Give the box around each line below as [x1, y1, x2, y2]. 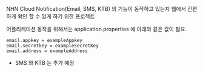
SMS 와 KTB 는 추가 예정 [15, 59, 75, 66]
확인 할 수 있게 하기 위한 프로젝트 [17, 13, 95, 20]
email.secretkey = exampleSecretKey [6, 43, 99, 49]
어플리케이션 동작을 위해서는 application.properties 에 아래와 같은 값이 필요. [6, 26, 187, 32]
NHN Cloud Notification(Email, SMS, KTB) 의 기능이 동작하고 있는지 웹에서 [6, 5, 187, 12]
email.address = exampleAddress [6, 48, 88, 54]
